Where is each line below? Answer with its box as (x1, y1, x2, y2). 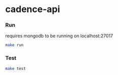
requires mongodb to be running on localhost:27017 (5, 33, 113, 39)
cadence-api (5, 4, 60, 15)
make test (5, 66, 26, 71)
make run (5, 43, 24, 48)
